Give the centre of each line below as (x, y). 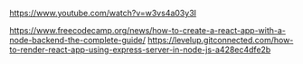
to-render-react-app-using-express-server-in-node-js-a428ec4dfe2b (140, 50)
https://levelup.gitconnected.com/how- (221, 40)
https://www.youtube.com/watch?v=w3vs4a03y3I (103, 13)
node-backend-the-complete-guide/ (78, 40)
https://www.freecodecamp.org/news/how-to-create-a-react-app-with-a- (148, 30)
